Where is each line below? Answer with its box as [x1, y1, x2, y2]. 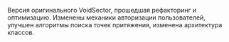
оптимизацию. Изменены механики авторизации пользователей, [7, 13, 206, 22]
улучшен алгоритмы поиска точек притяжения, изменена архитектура [7, 21, 223, 29]
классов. [7, 28, 34, 36]
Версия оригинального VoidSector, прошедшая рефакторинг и [7, 6, 197, 14]
